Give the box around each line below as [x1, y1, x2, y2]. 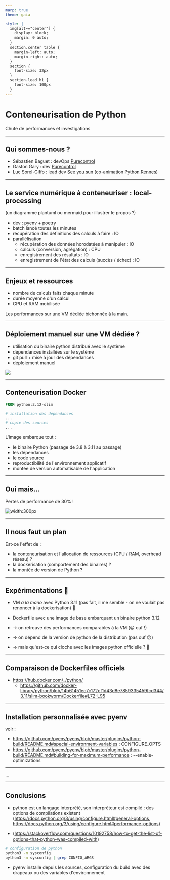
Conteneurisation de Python [5, 109, 126, 120]
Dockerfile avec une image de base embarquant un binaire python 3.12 [12, 615, 160, 621]
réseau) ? [12, 556, 33, 562]
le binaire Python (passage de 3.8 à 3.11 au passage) [12, 444, 122, 450]
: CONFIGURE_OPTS [118, 741, 161, 747]
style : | [5, 21, 24, 26]
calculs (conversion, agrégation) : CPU [20, 246, 101, 253]
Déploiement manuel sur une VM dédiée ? [5, 330, 140, 339]
